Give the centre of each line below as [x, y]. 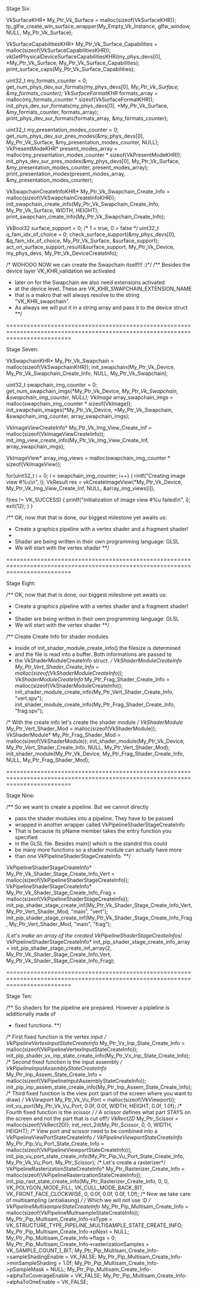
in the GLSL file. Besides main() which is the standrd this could [91, 843]
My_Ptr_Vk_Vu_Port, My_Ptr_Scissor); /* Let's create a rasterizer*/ [86, 1162]
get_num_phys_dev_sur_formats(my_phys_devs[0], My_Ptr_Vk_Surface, [92, 87]
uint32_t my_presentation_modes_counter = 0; [63, 130]
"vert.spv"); [29, 698]
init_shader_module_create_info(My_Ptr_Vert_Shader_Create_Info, [94, 692]
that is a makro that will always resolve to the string [77, 295]
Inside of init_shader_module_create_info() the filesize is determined [98, 648]
